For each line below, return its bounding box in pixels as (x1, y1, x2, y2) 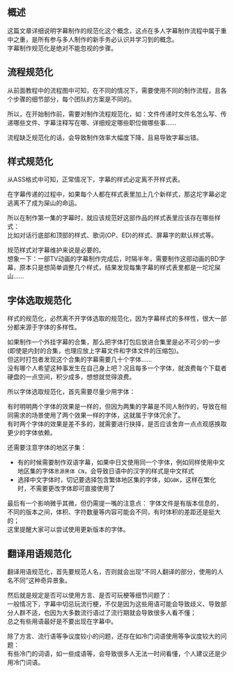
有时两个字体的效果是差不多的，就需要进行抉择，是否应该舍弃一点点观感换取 (7, 420, 227, 428)
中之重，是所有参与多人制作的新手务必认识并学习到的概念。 (7, 35, 178, 43)
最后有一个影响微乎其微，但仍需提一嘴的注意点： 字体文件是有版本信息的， (7, 499, 223, 508)
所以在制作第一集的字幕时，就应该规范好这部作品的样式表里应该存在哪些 (7, 213, 214, 222)
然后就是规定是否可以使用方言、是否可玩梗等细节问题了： (7, 591, 172, 600)
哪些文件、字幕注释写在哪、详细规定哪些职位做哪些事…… (13, 118, 177, 127)
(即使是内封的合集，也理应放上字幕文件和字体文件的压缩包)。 (7, 347, 183, 355)
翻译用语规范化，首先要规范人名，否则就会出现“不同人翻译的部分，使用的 (7, 568, 218, 576)
